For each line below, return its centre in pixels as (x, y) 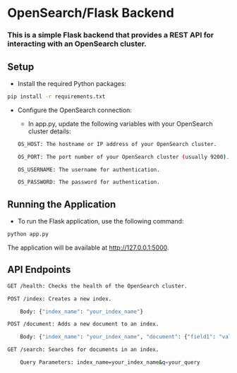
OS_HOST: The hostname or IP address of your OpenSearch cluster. (117, 144)
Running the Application (62, 204)
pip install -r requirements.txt (56, 97)
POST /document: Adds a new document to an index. (83, 324)
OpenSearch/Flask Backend (91, 13)
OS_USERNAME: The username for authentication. (89, 170)
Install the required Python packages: (72, 83)
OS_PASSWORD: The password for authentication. (89, 182)
